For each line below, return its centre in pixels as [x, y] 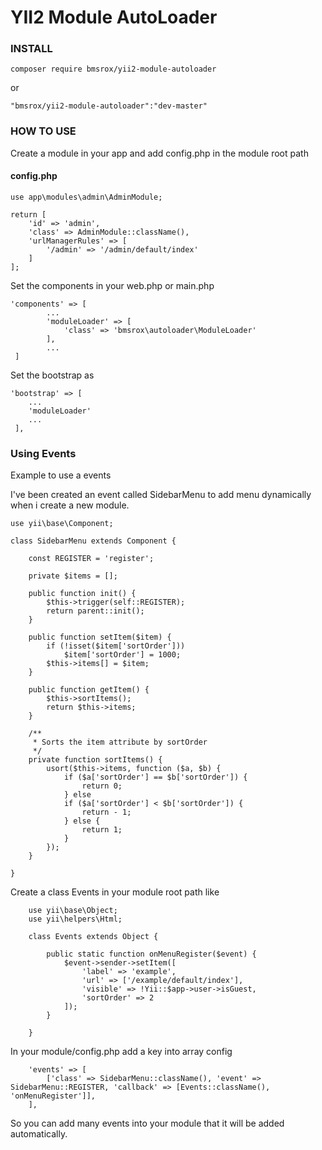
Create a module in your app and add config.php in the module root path [159, 153]
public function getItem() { [89, 690]
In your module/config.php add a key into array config [121, 1052]
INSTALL [31, 49]
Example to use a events [61, 475]
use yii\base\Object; [73, 911]
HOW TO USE [43, 131]
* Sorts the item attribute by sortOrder [120, 742]
